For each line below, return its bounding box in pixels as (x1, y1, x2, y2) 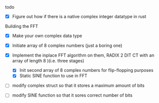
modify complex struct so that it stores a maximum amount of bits (12, 82, 145, 88)
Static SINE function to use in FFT (19, 73, 88, 79)
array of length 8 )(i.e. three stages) (12, 58, 85, 64)
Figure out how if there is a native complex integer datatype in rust (12, 14, 147, 19)
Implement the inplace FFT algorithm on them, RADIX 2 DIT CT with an (12, 52, 155, 58)
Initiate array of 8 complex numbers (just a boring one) (12, 42, 123, 48)
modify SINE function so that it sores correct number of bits (12, 92, 133, 98)
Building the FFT (5, 23, 38, 29)
